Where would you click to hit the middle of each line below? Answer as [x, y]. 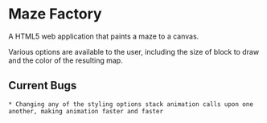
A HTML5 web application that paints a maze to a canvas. [104, 36]
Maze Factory [55, 14]
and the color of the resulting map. [66, 60]
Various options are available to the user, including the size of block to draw [134, 51]
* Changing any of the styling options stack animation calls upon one [131, 104]
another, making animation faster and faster [86, 111]
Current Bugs [43, 86]
